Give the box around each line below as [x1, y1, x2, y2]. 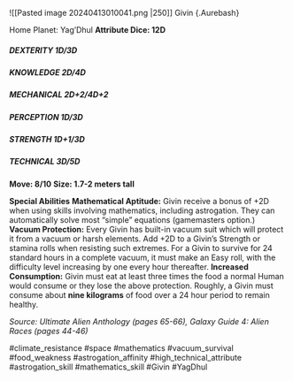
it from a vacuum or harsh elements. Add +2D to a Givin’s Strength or [9, 233, 261, 244]
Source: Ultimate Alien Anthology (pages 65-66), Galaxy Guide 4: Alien [9, 316, 270, 326]
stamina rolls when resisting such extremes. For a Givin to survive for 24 [9, 242, 273, 253]
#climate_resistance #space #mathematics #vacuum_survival [9, 342, 235, 353]
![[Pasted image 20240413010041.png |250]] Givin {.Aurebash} [9, 8, 240, 18]
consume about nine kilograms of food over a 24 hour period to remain [9, 289, 270, 300]
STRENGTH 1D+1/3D [9, 134, 86, 145]
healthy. [9, 299, 38, 309]
